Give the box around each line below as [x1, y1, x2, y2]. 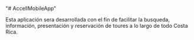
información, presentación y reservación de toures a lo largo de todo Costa [5, 23, 188, 29]
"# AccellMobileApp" [5, 5, 57, 12]
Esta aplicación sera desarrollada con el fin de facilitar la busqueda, [5, 16, 170, 23]
